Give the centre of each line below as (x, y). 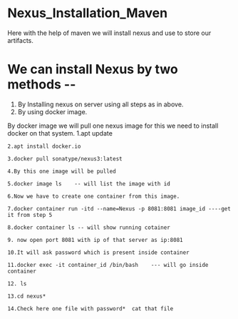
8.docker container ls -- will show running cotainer (89, 227)
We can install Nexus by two (93, 70)
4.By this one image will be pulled (62, 171)
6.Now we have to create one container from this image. (94, 196)
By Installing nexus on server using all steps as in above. (100, 104)
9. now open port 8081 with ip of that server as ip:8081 (95, 240)
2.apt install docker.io (44, 146)
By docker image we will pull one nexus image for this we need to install (113, 126)
